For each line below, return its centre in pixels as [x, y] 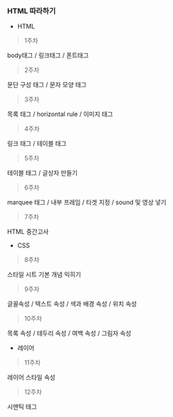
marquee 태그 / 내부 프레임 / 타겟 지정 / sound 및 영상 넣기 [87, 203]
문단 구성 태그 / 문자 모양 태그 [47, 85]
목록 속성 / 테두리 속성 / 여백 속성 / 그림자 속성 [69, 333]
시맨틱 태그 [22, 407]
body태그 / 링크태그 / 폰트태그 [48, 55]
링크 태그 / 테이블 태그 [37, 144]
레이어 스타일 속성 [31, 378]
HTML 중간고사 [28, 232]
